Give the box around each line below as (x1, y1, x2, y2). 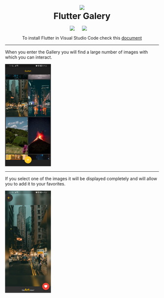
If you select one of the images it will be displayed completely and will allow (5, 176, 158, 182)
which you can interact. (5, 54, 52, 60)
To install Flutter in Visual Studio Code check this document (22, 35, 142, 41)
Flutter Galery (53, 11, 111, 22)
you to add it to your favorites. (5, 181, 66, 186)
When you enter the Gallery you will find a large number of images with (5, 49, 148, 55)
